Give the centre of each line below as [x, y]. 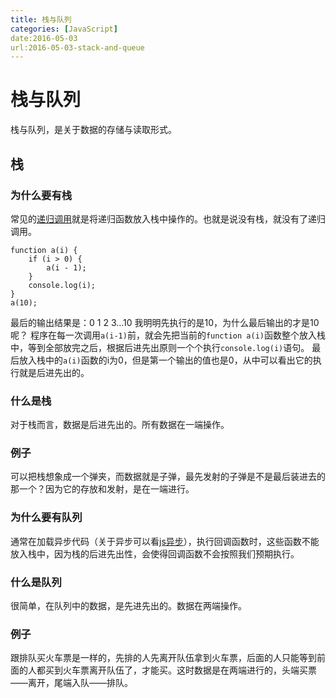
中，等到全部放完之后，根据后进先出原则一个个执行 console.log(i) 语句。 [160, 347]
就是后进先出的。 [54, 372]
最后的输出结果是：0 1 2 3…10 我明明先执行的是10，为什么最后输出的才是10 [165, 322]
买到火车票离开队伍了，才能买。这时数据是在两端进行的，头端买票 [180, 670]
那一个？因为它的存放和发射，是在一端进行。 [102, 489]
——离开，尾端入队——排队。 [71, 683]
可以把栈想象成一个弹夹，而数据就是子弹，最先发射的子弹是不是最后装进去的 [168, 477]
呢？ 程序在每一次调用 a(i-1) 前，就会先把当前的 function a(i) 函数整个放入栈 [168, 335]
